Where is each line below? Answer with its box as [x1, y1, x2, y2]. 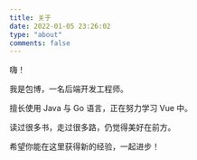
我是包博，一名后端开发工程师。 [9, 83, 128, 95]
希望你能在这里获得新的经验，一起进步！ [9, 141, 160, 152]
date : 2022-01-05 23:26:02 [9, 22, 111, 31]
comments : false [9, 38, 70, 48]
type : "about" [9, 30, 63, 39]
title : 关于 [9, 13, 52, 23]
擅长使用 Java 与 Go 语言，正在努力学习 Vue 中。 [9, 103, 192, 114]
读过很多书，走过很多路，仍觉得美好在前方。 [9, 122, 176, 133]
